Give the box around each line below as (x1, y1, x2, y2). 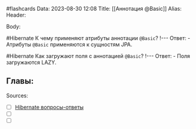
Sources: (6, 92, 29, 99)
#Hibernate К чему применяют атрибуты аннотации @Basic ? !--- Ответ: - (6, 35, 191, 41)
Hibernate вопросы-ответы (14, 103, 84, 110)
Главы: (6, 76, 34, 86)
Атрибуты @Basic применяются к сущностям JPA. (6, 41, 133, 48)
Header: (6, 11, 26, 19)
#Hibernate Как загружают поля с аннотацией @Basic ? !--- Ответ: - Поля (6, 53, 190, 59)
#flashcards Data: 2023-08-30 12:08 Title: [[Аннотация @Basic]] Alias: (6, 5, 182, 12)
